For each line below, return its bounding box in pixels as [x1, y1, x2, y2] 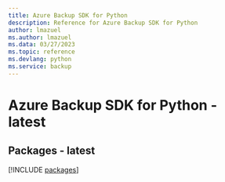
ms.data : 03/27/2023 [8, 41, 76, 49]
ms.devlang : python [8, 56, 72, 64]
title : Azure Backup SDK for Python [8, 11, 128, 20]
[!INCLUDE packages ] [8, 165, 79, 174]
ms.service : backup [8, 63, 72, 71]
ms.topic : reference [8, 48, 76, 56]
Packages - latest [8, 144, 96, 158]
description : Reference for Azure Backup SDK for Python [8, 19, 198, 27]
